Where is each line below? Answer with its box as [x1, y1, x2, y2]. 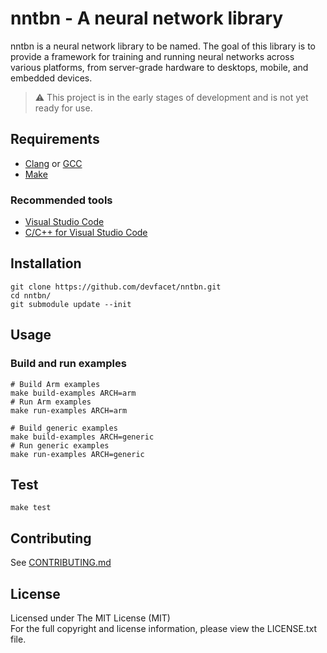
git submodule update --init [10, 299, 132, 309]
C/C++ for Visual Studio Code [24, 227, 148, 239]
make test [10, 503, 52, 513]
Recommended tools [10, 193, 113, 207]
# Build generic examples [10, 423, 118, 433]
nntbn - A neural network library [10, 7, 284, 30]
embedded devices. [10, 72, 93, 84]
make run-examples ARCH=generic [10, 449, 145, 459]
